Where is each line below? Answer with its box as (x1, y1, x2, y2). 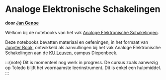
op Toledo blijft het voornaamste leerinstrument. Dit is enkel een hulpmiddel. (5, 65, 162, 71)
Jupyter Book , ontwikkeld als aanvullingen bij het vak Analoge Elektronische (5, 44, 161, 50)
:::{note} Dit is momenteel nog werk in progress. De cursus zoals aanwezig (5, 59, 158, 65)
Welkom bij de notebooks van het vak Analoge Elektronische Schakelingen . (5, 29, 159, 35)
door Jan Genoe (5, 20, 39, 26)
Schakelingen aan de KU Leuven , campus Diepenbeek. (5, 50, 118, 56)
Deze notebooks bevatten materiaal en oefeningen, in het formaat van (5, 39, 148, 45)
